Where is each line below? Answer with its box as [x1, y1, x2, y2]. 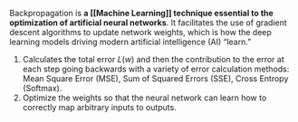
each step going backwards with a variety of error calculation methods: [22, 63, 290, 74]
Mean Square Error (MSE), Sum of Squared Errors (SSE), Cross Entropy [22, 73, 289, 84]
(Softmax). [22, 83, 62, 93]
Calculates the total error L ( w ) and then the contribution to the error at [22, 54, 284, 64]
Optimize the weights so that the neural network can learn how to [22, 92, 267, 103]
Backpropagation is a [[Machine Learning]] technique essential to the [9, 8, 274, 18]
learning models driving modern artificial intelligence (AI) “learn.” [9, 36, 252, 47]
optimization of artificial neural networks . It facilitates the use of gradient [9, 17, 287, 28]
